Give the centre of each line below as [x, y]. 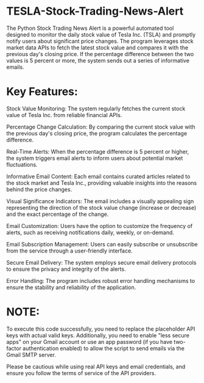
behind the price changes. [39, 189]
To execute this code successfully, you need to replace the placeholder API [101, 329]
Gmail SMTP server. [31, 354]
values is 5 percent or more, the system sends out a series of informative [98, 60]
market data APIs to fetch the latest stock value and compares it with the [97, 48]
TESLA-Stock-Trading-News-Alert [95, 11]
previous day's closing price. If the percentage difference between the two [100, 54]
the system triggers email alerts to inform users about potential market [95, 158]
